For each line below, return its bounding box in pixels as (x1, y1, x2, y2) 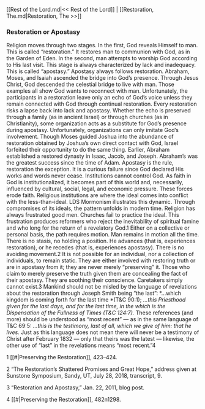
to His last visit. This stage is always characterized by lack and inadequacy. (6, 61, 196, 69)
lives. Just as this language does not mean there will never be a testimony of (6, 329, 199, 336)
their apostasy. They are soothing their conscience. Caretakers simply (6, 276, 183, 284)
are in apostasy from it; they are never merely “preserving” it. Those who (6, 263, 190, 271)
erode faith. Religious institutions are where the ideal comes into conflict (6, 192, 188, 199)
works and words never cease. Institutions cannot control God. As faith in (6, 172, 192, 179)
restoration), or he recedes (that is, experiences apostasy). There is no (6, 244, 185, 251)
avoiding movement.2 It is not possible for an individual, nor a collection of (6, 251, 194, 258)
